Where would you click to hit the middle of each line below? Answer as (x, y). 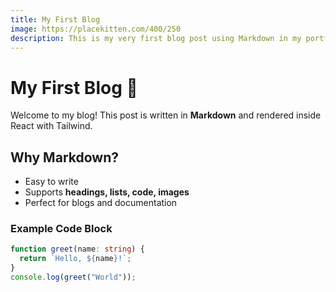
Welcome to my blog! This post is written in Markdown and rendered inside (166, 115)
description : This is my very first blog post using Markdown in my (156, 38)
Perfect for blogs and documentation (101, 203)
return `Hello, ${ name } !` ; (75, 259)
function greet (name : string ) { (77, 249)
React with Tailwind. (51, 126)
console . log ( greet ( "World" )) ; (73, 277)
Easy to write (51, 182)
